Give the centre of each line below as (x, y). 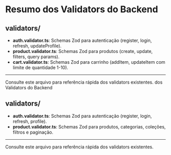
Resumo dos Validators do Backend (82, 9)
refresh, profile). (30, 121)
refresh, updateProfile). (37, 46)
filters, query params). (36, 57)
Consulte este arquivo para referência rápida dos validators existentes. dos (84, 82)
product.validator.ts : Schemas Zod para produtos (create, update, (82, 51)
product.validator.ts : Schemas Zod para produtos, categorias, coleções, (89, 126)
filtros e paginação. (33, 132)
